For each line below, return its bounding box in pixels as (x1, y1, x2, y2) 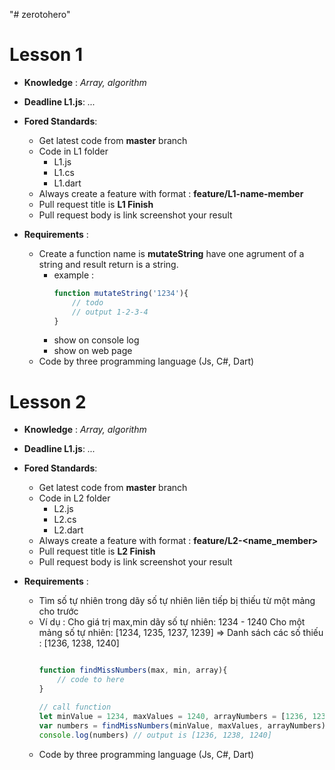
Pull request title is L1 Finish (38, 198, 154, 210)
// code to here (57, 675, 125, 685)
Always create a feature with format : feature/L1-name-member (38, 187, 304, 199)
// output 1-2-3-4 (72, 307, 149, 317)
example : (53, 269, 95, 281)
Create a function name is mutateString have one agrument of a (38, 247, 305, 259)
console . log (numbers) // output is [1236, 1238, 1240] (38, 730, 272, 740)
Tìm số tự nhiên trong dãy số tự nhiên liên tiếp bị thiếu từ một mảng (38, 595, 316, 607)
